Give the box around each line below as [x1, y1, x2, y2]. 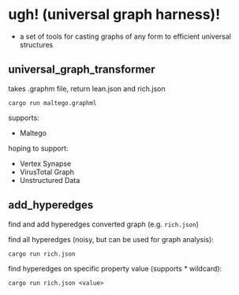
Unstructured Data [19, 175, 80, 185]
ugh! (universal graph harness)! [8, 6, 221, 24]
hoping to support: [8, 144, 69, 153]
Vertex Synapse [19, 159, 72, 168]
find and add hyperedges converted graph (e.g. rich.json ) [8, 219, 200, 229]
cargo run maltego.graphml [8, 99, 97, 107]
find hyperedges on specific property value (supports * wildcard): [8, 263, 222, 273]
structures [19, 39, 54, 49]
